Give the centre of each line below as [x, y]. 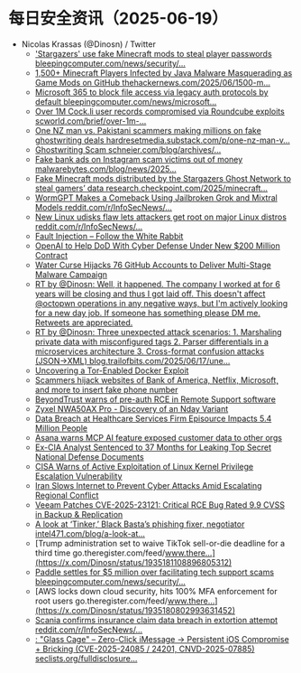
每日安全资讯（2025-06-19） [119, 19]
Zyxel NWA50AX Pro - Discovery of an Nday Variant [132, 408]
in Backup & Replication [79, 514]
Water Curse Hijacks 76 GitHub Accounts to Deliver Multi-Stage [153, 265]
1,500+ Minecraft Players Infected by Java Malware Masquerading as [164, 72]
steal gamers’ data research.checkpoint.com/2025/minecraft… [151, 188]
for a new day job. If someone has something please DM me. [148, 313]
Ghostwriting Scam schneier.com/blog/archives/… [128, 149]
